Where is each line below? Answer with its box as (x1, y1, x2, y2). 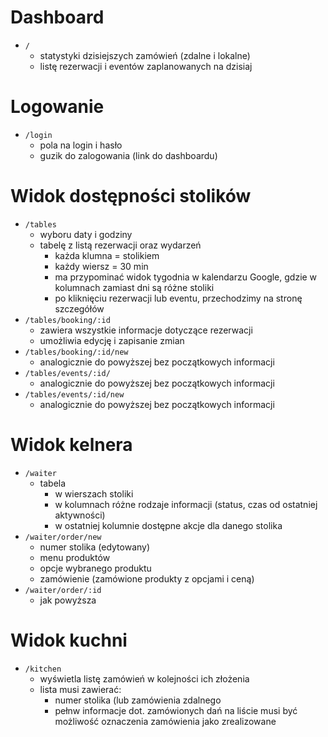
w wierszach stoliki (54, 487, 134, 500)
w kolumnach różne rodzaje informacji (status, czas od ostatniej (54, 498, 318, 510)
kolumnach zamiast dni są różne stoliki (54, 281, 215, 293)
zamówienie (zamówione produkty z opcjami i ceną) (39, 572, 255, 585)
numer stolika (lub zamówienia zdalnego (54, 694, 222, 706)
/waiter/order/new (24, 532, 102, 542)
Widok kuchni (10, 629, 128, 651)
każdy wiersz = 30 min (54, 260, 149, 272)
